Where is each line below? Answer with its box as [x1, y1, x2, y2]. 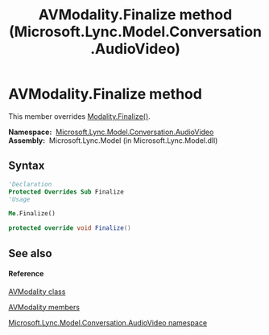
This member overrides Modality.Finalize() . [8, 111, 151, 121]
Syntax [8, 159, 45, 173]
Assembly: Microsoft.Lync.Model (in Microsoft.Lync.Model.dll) [8, 135, 218, 145]
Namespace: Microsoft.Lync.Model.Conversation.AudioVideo [8, 127, 214, 137]
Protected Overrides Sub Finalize [8, 187, 125, 196]
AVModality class [8, 287, 66, 296]
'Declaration [8, 180, 52, 188]
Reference [8, 269, 44, 279]
